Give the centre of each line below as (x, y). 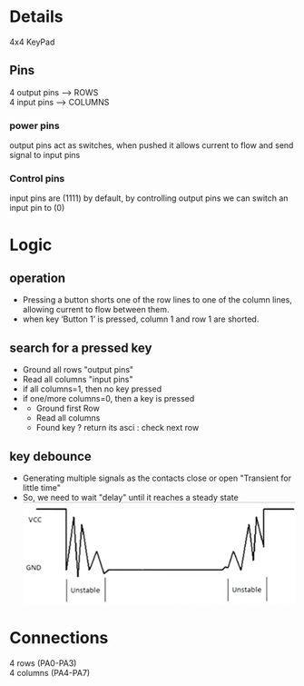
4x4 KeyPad (32, 42)
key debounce (51, 456)
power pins (35, 125)
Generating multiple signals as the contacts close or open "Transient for (157, 478)
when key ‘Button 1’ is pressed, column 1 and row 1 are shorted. (141, 319)
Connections (59, 638)
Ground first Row (68, 408)
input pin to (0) (37, 208)
